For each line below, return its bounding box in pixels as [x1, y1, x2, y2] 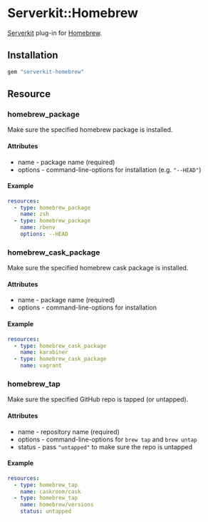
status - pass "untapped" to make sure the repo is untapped [17, 442, 192, 451]
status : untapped [20, 508, 72, 515]
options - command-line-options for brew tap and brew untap [17, 435, 197, 444]
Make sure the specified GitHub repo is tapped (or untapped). [7, 395, 189, 404]
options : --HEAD [20, 230, 69, 238]
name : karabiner [20, 349, 69, 356]
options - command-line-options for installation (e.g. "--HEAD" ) [17, 165, 202, 174]
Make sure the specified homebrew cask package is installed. [7, 264, 189, 272]
